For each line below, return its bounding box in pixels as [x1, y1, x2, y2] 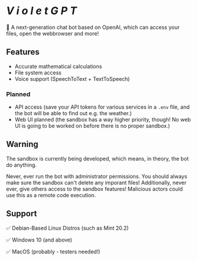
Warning [6, 139, 38, 149]
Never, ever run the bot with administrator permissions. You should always [6, 172, 188, 180]
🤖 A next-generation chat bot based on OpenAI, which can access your [6, 24, 180, 31]
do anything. [6, 161, 37, 168]
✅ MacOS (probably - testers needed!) [6, 248, 101, 255]
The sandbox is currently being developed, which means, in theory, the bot [6, 155, 189, 162]
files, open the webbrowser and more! [6, 30, 99, 37]
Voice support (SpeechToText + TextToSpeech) [14, 75, 130, 82]
